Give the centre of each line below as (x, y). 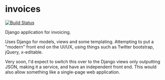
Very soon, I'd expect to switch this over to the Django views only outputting (83, 61)
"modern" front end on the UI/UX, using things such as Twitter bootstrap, (80, 47)
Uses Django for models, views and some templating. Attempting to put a (80, 41)
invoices (23, 9)
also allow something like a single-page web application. (62, 72)
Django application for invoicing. (38, 32)
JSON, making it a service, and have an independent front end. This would (81, 67)
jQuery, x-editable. (24, 52)
